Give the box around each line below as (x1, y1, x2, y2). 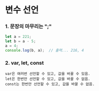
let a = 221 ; (5, 35, 32, 39)
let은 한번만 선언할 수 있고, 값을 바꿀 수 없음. (5, 76, 91, 82)
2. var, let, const (5, 59, 44, 66)
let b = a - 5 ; (5, 39, 36, 44)
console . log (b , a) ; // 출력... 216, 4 (5, 48, 84, 53)
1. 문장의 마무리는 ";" (5, 23, 52, 30)
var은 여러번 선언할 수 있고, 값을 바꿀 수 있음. (5, 72, 91, 76)
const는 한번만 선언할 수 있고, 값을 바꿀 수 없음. (5, 82, 95, 87)
